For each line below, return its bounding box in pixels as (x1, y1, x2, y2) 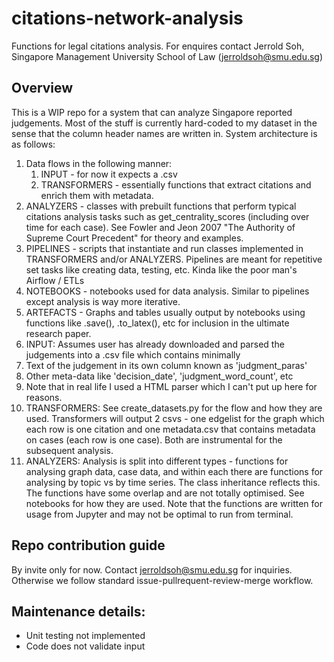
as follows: (11, 138, 56, 150)
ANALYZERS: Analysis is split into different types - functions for (25, 455, 289, 467)
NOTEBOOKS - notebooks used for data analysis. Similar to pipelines (25, 285, 310, 297)
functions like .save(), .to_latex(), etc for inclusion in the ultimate (25, 317, 290, 329)
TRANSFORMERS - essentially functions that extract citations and (40, 178, 312, 191)
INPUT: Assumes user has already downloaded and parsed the (25, 338, 285, 350)
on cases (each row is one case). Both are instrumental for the (25, 433, 283, 446)
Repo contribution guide (11, 537, 166, 554)
